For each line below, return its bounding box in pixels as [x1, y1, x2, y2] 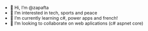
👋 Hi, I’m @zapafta [10, 5, 49, 10]
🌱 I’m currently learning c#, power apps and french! [10, 15, 118, 21]
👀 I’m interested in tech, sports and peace [10, 10, 97, 16]
